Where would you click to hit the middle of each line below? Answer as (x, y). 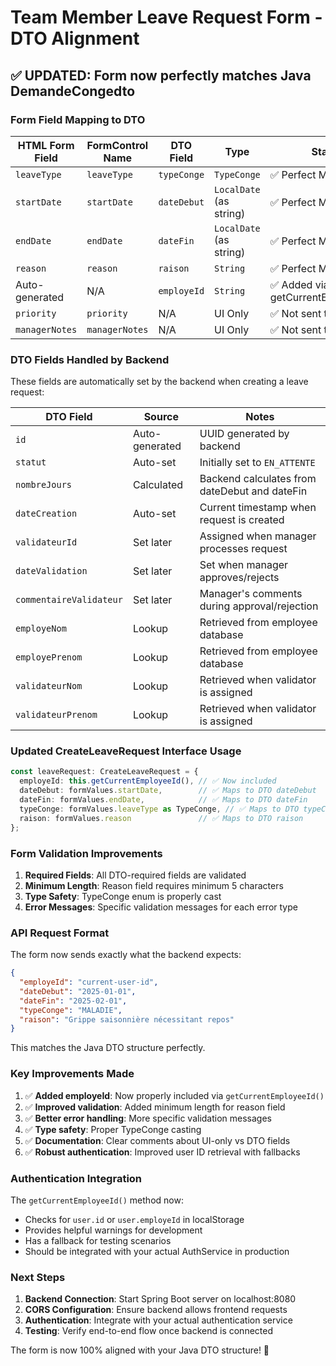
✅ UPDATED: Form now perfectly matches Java (161, 75)
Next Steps (38, 1277)
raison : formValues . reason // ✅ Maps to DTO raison (161, 818)
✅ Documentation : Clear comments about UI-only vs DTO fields (157, 1140)
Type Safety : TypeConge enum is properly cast (123, 896)
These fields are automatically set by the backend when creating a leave (159, 382)
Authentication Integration (76, 1178)
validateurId (46, 542)
